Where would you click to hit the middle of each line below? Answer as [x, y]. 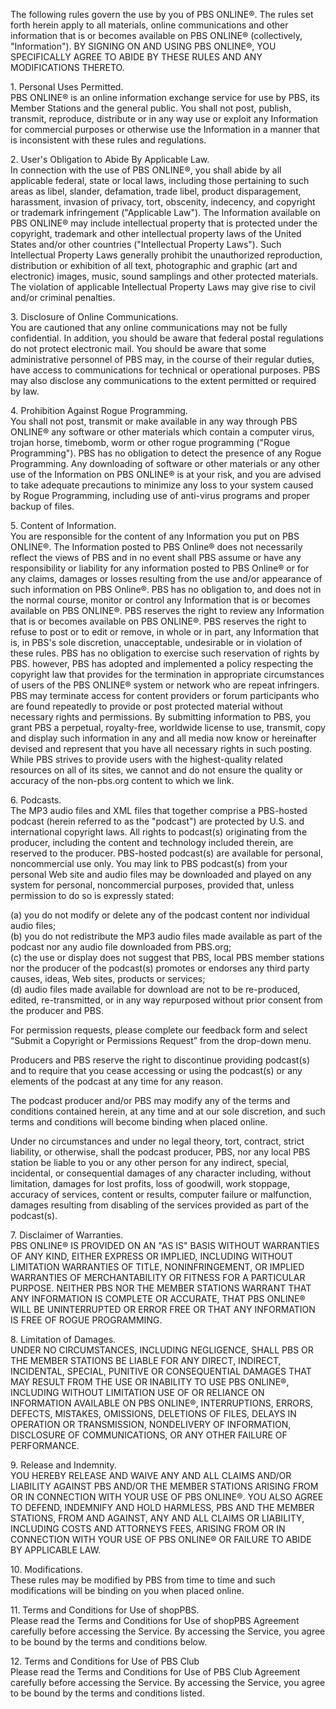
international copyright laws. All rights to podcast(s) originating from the [159, 832]
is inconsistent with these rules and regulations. [108, 140]
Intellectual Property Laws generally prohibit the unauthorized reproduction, [166, 255]
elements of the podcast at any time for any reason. [116, 1081]
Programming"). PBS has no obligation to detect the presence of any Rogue [166, 453]
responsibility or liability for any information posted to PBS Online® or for [160, 568]
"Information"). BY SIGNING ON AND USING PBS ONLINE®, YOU [143, 46]
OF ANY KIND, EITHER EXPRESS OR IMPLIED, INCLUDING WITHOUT [152, 1256]
